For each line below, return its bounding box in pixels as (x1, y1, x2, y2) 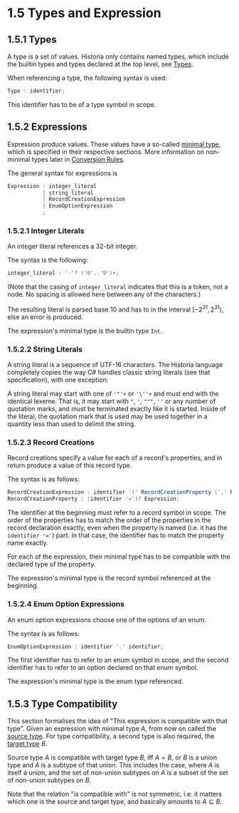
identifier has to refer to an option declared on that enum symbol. (7, 663, 198, 672)
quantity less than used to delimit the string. (7, 420, 137, 428)
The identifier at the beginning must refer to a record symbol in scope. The (7, 508, 226, 517)
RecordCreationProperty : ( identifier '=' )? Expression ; (7, 495, 180, 503)
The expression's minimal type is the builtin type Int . (7, 326, 162, 335)
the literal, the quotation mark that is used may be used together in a (7, 412, 208, 421)
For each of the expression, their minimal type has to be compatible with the (7, 552, 230, 561)
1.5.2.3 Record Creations (7, 437, 95, 447)
